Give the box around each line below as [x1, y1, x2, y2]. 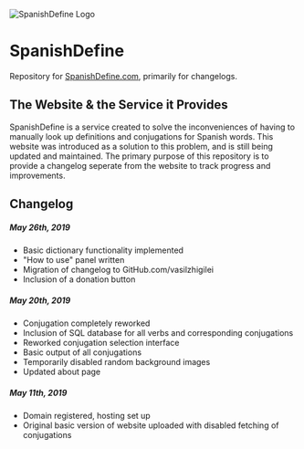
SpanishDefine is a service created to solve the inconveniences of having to [9, 121, 295, 132]
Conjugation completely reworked [22, 318, 151, 329]
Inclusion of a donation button [22, 274, 136, 285]
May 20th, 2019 [9, 295, 71, 306]
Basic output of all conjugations [22, 347, 142, 358]
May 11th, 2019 [9, 387, 68, 398]
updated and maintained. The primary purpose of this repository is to [9, 151, 269, 162]
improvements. [9, 170, 66, 181]
